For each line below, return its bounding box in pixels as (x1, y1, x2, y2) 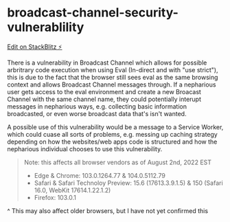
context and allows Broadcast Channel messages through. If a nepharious (7, 80, 216, 89)
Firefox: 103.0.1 (34, 193, 77, 201)
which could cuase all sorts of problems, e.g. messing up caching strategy (7, 130, 218, 138)
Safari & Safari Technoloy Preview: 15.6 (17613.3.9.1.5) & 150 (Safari (34, 179, 223, 187)
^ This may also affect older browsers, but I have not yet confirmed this (7, 206, 208, 214)
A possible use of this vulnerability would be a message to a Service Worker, (7, 122, 224, 131)
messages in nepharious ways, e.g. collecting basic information (7, 102, 187, 111)
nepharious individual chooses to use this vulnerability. (7, 144, 163, 153)
